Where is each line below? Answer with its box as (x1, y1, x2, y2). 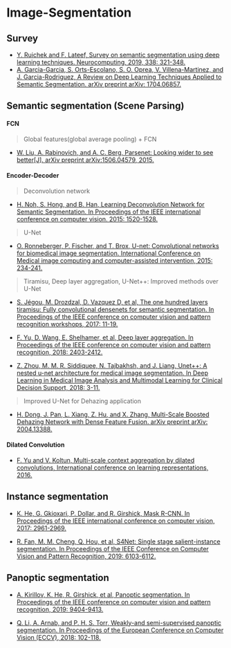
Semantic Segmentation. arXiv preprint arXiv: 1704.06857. (16, 80, 181, 88)
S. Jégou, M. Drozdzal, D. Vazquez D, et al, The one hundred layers (16, 297, 208, 306)
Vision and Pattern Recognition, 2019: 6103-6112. (16, 552, 156, 560)
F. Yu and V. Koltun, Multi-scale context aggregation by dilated (16, 456, 195, 464)
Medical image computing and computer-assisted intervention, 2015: (16, 256, 213, 264)
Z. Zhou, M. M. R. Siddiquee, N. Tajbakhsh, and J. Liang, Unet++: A (16, 361, 207, 369)
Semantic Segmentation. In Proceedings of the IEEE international (16, 207, 201, 216)
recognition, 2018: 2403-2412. (16, 348, 103, 356)
